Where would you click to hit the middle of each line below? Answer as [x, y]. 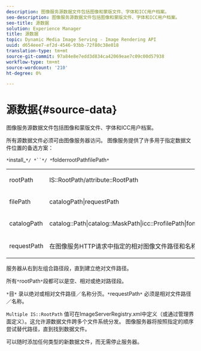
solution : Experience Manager [44, 28]
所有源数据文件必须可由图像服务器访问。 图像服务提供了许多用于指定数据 [96, 140]
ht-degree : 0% [24, 73]
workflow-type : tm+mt [33, 62]
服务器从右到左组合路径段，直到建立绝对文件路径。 [69, 268]
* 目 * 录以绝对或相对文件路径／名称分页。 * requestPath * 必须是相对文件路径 [99, 294]
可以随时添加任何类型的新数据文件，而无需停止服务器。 [74, 342]
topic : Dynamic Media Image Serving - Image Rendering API [81, 40]
